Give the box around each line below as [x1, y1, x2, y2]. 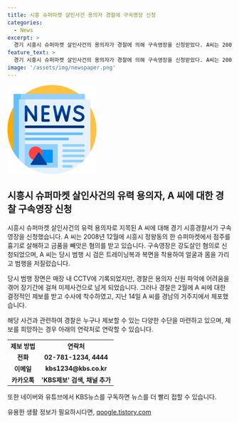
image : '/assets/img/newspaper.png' [7, 64, 116, 71]
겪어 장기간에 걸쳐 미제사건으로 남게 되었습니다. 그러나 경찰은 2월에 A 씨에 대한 [7, 283, 226, 291]
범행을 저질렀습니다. [14, 258, 70, 267]
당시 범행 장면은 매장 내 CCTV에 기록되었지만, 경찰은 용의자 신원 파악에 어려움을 [7, 274, 230, 283]
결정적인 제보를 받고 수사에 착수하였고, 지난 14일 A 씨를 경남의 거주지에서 [7, 292, 210, 301]
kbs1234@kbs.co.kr [45, 364, 107, 373]
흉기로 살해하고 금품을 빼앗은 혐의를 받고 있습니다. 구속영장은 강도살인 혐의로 [7, 241, 221, 249]
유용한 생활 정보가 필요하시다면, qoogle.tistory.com [7, 408, 152, 417]
